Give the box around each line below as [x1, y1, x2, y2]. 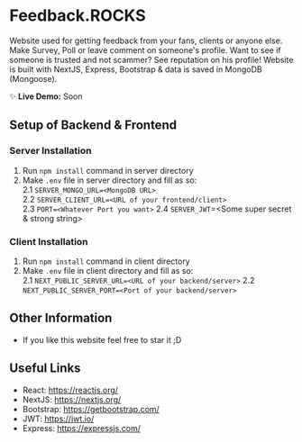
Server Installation [9, 145, 92, 158]
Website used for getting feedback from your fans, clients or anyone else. [9, 35, 283, 46]
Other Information [9, 311, 113, 326]
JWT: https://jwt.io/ [22, 413, 95, 424]
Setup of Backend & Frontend [9, 118, 178, 133]
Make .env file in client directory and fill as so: [22, 265, 194, 275]
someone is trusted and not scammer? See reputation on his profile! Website [9, 54, 294, 65]
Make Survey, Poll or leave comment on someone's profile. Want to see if [9, 44, 281, 55]
